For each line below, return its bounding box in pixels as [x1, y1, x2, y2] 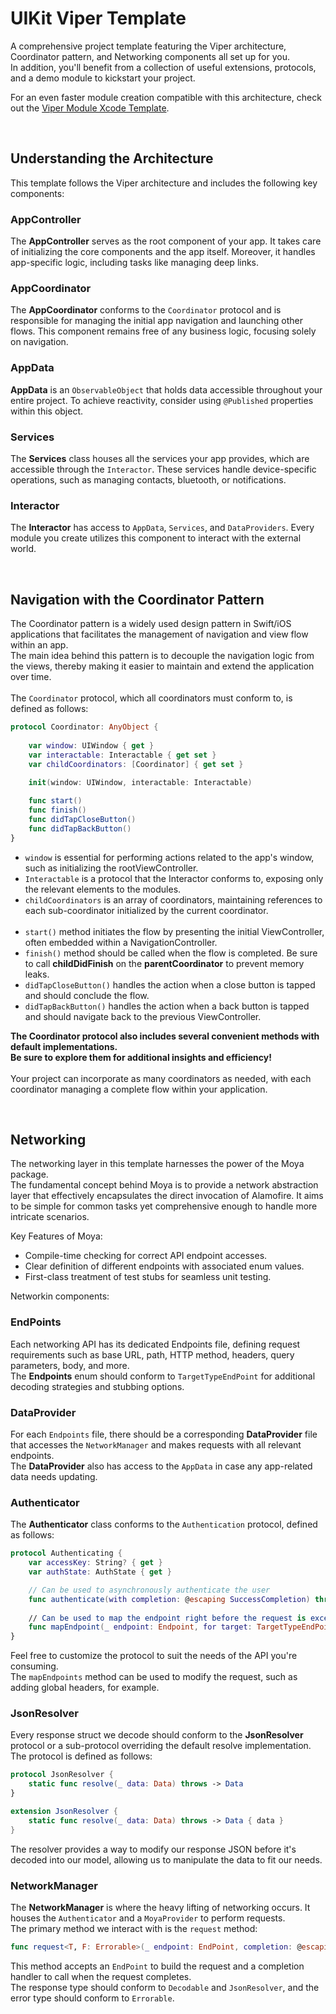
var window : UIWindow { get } [28, 740, 155, 751]
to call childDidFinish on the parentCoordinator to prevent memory [24, 957, 305, 969]
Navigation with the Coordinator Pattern [10, 591, 265, 608]
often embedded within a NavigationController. [24, 936, 218, 948]
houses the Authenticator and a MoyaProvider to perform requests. [10, 1912, 286, 1924]
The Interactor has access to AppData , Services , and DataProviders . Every [10, 522, 315, 534]
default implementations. [10, 1040, 118, 1052]
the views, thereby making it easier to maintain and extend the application [10, 660, 315, 672]
